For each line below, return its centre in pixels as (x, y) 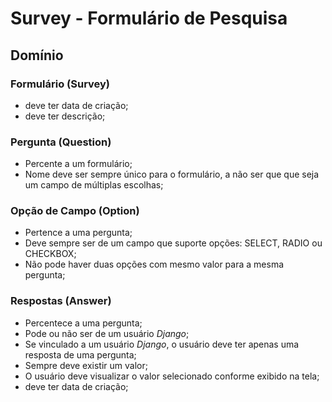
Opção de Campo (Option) (75, 211)
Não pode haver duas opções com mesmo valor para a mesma (154, 264)
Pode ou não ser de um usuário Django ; (107, 333)
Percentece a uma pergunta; (83, 323)
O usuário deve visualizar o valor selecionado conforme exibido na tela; (172, 376)
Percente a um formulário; (78, 164)
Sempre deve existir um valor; (86, 365)
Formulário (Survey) (60, 84)
